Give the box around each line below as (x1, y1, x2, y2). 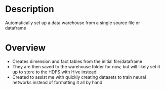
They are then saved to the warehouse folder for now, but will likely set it (12, 63, 161, 69)
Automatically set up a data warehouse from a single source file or (5, 20, 140, 26)
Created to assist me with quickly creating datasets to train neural (12, 74, 146, 80)
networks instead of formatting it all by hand (12, 79, 103, 85)
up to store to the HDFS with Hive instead (12, 69, 97, 75)
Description (5, 3, 54, 15)
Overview (5, 42, 46, 54)
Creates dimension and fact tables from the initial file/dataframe (12, 58, 142, 64)
